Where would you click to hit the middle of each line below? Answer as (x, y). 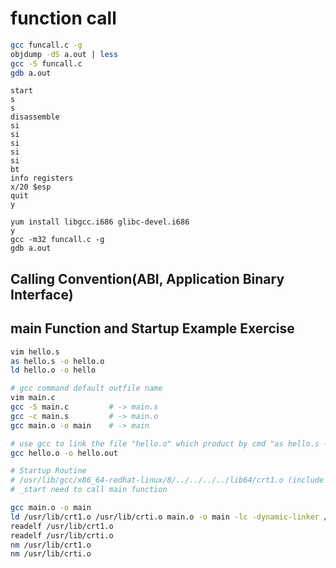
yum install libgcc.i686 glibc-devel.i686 (100, 222)
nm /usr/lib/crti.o (51, 554)
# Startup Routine (48, 471)
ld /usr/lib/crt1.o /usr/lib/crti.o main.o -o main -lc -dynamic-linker (165, 517)
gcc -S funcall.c (46, 63)
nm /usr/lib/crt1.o (51, 545)
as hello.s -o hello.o (57, 361)
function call (63, 18)
